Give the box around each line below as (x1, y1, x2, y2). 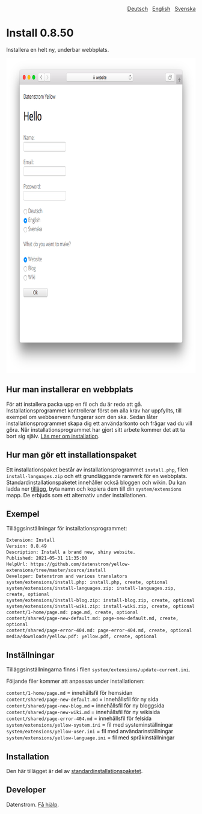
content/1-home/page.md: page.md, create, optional (6, 609, 138, 616)
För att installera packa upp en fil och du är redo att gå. (6, 400, 142, 408)
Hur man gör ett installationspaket (6, 450, 137, 460)
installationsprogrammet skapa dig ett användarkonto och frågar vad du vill (6, 420, 192, 427)
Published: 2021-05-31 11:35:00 (6, 555, 87, 562)
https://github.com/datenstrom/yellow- (30, 561, 130, 568)
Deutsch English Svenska (127, 5, 196, 12)
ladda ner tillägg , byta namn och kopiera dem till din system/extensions (6, 485, 182, 492)
